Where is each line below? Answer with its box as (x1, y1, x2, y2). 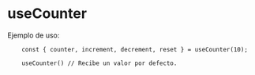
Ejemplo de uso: (7, 30, 60, 40)
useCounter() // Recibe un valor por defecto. (21, 59, 178, 67)
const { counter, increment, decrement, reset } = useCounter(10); (21, 45, 248, 53)
